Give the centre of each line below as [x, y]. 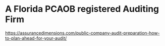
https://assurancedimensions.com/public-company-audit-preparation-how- [82, 33]
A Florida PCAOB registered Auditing [82, 9]
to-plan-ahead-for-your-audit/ [36, 38]
